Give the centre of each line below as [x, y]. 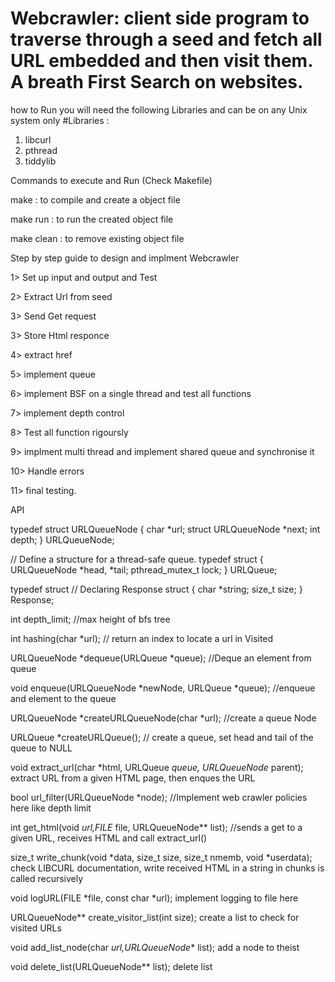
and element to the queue [63, 698]
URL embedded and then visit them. [161, 61]
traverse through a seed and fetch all [166, 39]
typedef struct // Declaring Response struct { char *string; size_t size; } [156, 589]
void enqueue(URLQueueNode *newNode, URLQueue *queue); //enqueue [163, 688]
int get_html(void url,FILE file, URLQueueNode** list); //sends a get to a [156, 827]
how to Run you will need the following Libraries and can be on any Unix [159, 109]
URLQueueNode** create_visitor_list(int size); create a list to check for [155, 917]
